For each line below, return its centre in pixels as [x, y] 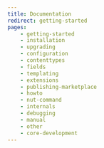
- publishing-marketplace [59, 87]
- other [31, 126]
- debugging [38, 113]
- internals [38, 107]
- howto [31, 93]
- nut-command [41, 100]
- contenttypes [43, 60]
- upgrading [38, 47]
